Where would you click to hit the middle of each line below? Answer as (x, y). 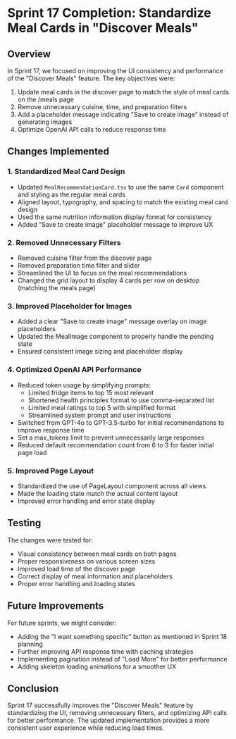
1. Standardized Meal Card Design (66, 172)
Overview (29, 54)
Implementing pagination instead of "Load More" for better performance (122, 659)
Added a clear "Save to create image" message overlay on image (112, 321)
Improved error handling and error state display (86, 501)
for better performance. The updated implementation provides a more (108, 721)
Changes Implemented (58, 152)
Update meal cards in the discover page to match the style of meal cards (123, 92)
